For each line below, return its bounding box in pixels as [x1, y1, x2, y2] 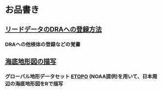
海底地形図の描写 [5, 57, 56, 65]
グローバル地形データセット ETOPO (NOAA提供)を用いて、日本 [5, 73, 152, 80]
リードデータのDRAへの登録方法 [5, 25, 102, 33]
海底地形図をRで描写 [15, 80, 63, 87]
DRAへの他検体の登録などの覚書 [5, 41, 81, 47]
